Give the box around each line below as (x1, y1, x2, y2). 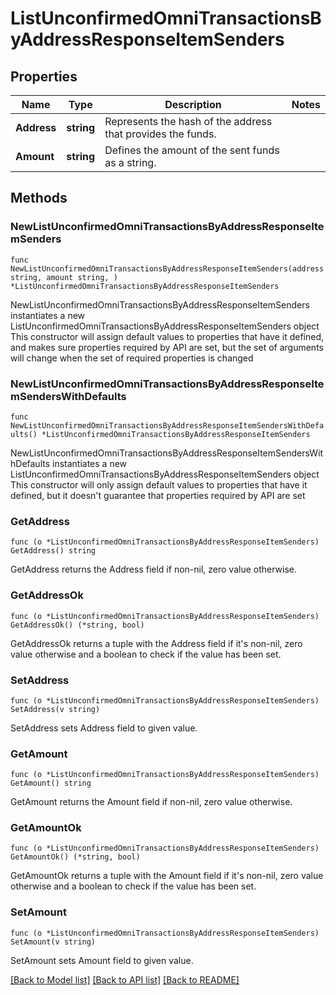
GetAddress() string (10, 546, 97, 556)
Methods (10, 190, 68, 207)
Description (164, 98, 222, 111)
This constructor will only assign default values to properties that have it (10, 478, 308, 491)
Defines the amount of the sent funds (104, 143, 280, 157)
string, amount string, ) (10, 272, 118, 282)
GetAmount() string (10, 778, 92, 789)
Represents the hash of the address (104, 115, 273, 128)
